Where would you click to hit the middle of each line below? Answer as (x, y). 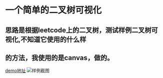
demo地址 (15, 71)
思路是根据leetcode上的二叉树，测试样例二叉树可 (82, 30)
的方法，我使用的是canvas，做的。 (59, 58)
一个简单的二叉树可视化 (53, 10)
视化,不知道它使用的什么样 (46, 39)
